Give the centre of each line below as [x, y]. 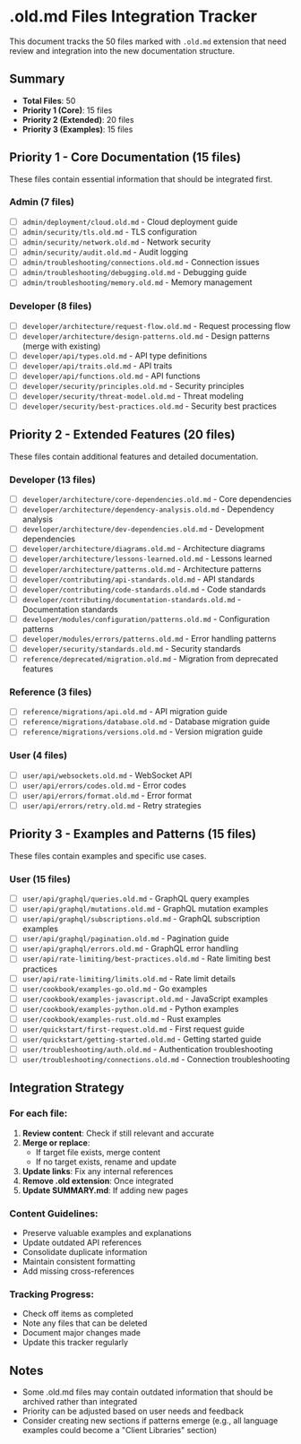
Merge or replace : [56, 1142]
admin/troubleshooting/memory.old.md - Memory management [137, 282]
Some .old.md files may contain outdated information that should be [147, 1392]
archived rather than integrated [80, 1402]
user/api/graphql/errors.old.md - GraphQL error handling [130, 948]
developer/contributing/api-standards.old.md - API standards [138, 579]
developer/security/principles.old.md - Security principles [133, 385]
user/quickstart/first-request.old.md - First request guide [133, 1029]
